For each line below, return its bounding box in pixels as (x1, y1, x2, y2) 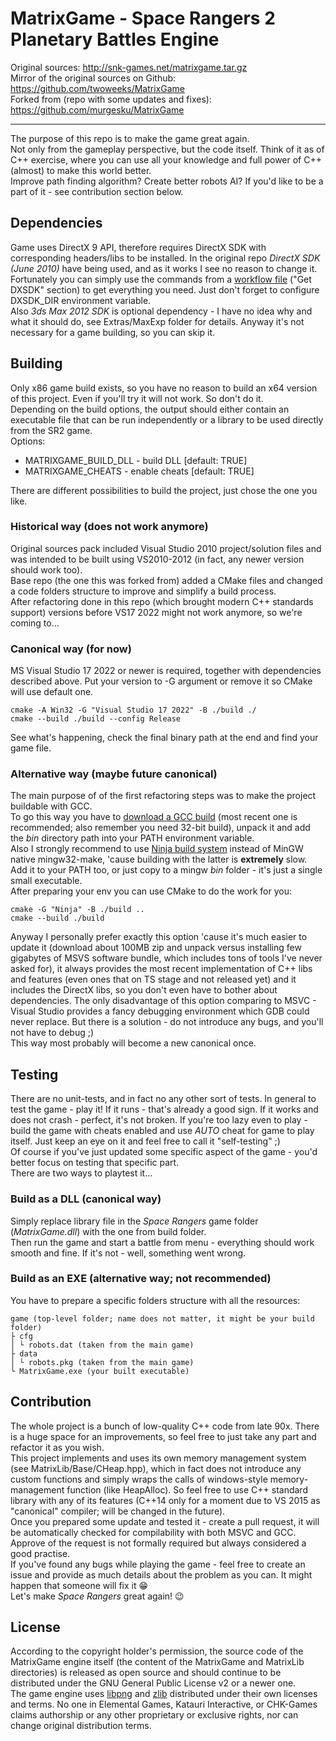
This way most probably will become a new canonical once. (10, 1037, 257, 1049)
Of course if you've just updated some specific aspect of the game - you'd (10, 1146, 318, 1158)
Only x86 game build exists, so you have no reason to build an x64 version (10, 382, 318, 394)
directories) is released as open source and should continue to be (10, 1667, 282, 1679)
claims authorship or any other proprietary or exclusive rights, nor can (10, 1709, 299, 1721)
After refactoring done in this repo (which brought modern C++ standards (10, 595, 314, 607)
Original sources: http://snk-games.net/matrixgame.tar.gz (10, 61, 248, 73)
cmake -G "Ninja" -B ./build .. (10, 905, 145, 915)
